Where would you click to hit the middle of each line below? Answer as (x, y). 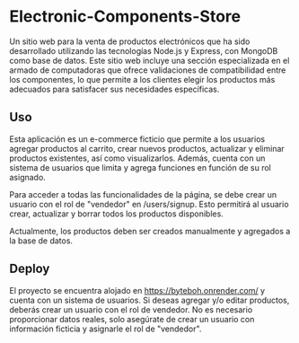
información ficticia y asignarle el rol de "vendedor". (106, 329)
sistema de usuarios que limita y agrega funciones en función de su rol (140, 167)
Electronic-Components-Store (125, 17)
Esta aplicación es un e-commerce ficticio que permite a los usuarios (137, 139)
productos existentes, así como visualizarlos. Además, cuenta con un (137, 158)
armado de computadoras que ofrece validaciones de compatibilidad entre (148, 70)
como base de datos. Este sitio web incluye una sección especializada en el (149, 60)
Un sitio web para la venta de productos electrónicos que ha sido (130, 41)
